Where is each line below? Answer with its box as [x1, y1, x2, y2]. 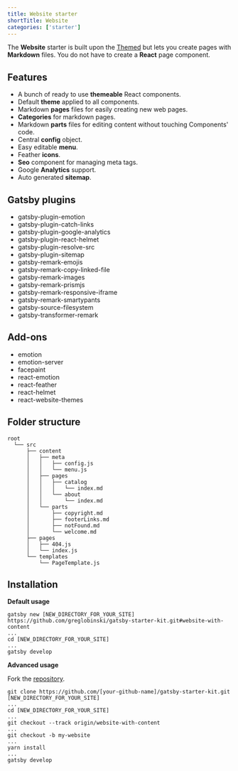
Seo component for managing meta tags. [17, 158, 139, 167]
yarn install [7, 744, 46, 752]
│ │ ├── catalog [26, 478, 87, 485]
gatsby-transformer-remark [17, 311, 99, 319]
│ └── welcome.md [26, 528, 97, 535]
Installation [7, 578, 58, 591]
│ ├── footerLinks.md [26, 516, 110, 523]
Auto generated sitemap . [17, 173, 92, 182]
